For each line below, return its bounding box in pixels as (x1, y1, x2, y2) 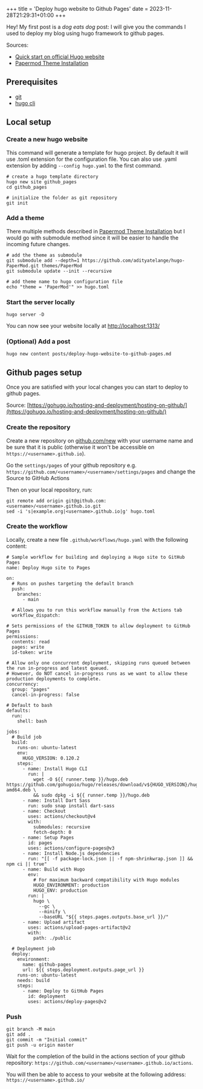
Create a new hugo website (6, 135, 88, 144)
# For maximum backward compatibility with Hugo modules (33, 877, 180, 883)
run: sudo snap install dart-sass (28, 802, 115, 809)
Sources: (6, 42, 29, 48)
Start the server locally (6, 297, 76, 306)
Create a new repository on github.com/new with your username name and (6, 437, 193, 444)
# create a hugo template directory (6, 174, 98, 180)
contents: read (11, 639, 50, 645)
